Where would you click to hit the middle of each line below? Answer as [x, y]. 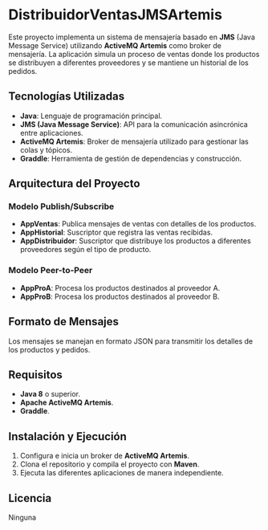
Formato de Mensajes [63, 322]
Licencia [30, 498]
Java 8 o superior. [50, 394]
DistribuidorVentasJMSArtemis [116, 15]
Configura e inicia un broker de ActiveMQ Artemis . [105, 456]
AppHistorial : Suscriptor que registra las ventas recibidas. [116, 232]
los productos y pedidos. [49, 349]
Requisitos [35, 375]
